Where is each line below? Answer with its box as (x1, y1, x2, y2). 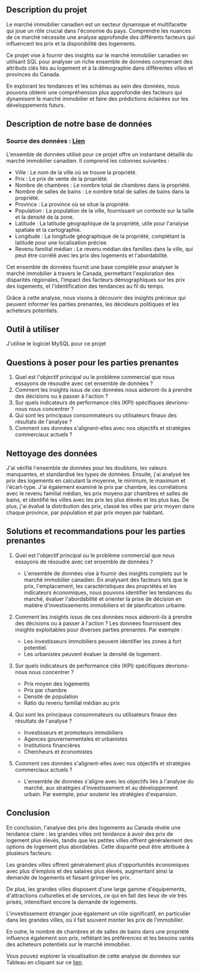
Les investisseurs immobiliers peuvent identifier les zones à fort (23, 637, 182, 645)
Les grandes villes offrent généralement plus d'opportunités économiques (6, 861, 190, 868)
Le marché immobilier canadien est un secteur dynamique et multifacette (6, 20, 187, 28)
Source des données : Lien (6, 137, 85, 145)
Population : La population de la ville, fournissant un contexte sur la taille (14, 207, 194, 214)
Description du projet (6, 5, 88, 15)
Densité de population (23, 693, 79, 700)
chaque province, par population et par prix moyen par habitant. (6, 509, 164, 516)
